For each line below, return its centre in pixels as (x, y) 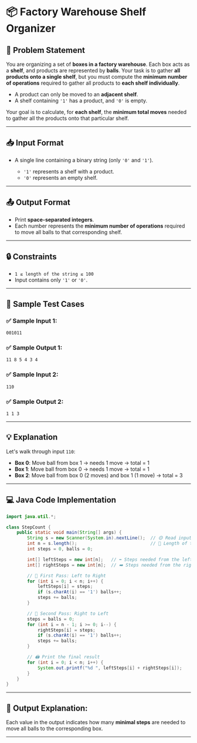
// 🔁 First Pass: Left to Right (67, 575)
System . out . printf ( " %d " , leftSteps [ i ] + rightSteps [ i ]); (110, 668)
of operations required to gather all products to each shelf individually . (93, 83)
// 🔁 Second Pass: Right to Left (68, 613)
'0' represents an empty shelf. (60, 178)
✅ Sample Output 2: (35, 401)
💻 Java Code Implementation (61, 500)
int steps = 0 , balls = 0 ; (60, 549)
